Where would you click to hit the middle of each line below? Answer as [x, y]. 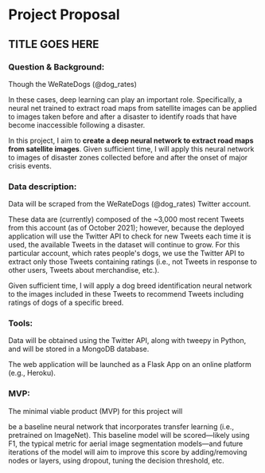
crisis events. [30, 166]
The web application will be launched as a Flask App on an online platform [130, 365]
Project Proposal [64, 15]
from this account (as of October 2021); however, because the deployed [127, 228]
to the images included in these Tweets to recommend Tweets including [126, 294]
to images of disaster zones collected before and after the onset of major [128, 157]
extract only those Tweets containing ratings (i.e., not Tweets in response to [132, 262]
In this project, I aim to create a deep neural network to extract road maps [131, 140]
